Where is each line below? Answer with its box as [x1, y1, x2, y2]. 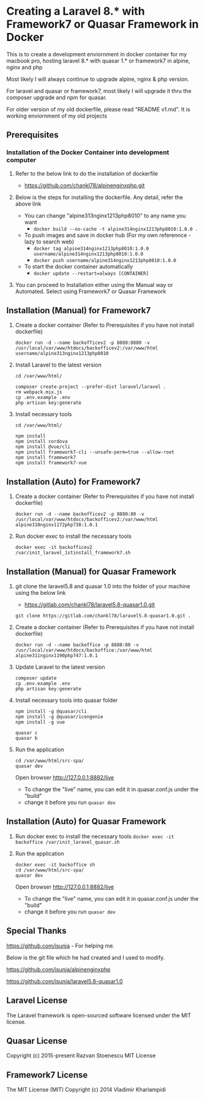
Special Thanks [6, 926, 67, 936]
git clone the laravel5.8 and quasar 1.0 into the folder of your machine [15, 583, 191, 590]
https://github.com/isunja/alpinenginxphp [6, 966, 111, 973]
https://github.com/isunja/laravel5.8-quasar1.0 [6, 977, 124, 985]
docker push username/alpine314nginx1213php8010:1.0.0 [33, 257, 176, 264]
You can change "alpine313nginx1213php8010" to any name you [24, 212, 187, 219]
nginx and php [6, 63, 43, 71]
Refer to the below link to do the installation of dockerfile [15, 170, 158, 177]
